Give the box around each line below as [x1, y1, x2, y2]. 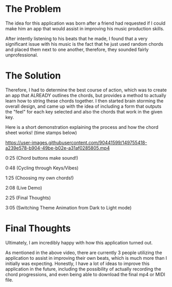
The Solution [5, 70, 61, 82]
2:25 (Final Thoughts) [5, 195, 51, 201]
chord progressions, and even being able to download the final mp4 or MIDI [5, 271, 165, 277]
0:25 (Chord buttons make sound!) [5, 155, 79, 161]
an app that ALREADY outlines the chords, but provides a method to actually [5, 92, 166, 98]
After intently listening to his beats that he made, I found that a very [5, 35, 148, 42]
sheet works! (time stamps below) [5, 129, 77, 136]
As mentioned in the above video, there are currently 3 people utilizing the [5, 250, 163, 256]
